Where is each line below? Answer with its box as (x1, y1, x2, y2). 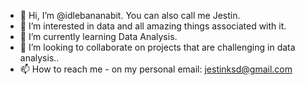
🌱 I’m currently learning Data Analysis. (19, 31, 178, 42)
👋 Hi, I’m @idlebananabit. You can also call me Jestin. (19, 10, 241, 21)
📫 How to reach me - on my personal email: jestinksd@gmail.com (19, 63, 293, 75)
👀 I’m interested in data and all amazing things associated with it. (19, 20, 287, 32)
